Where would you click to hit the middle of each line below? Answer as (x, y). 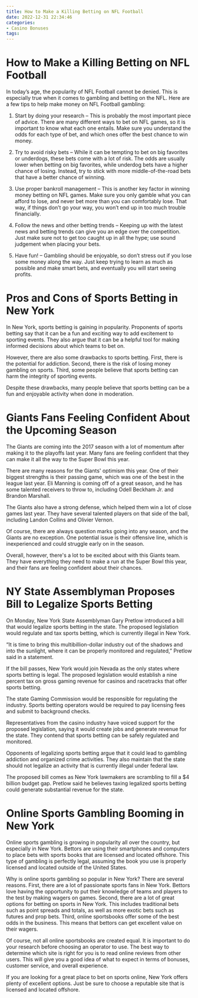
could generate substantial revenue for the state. (65, 790)
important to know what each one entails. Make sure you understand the (103, 128)
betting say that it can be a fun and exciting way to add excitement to (90, 333)
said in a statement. (30, 657)
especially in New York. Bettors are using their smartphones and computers (98, 849)
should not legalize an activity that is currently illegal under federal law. (92, 765)
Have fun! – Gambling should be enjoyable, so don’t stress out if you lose (103, 256)
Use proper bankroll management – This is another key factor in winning (102, 189)
